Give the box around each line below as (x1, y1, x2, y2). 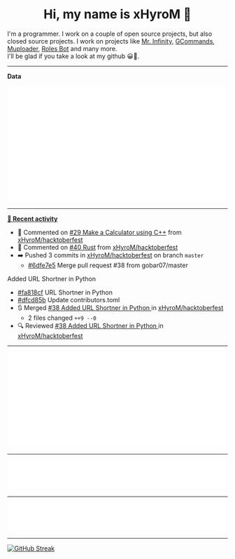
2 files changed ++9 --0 (27, 314, 97, 322)
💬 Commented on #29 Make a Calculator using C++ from (17, 228, 182, 237)
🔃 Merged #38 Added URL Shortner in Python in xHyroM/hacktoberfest (17, 304, 224, 312)
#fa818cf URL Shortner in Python (17, 288, 113, 297)
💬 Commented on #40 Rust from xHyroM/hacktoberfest (17, 243, 178, 252)
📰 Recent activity (7, 215, 58, 223)
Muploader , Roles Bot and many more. (7, 44, 117, 53)
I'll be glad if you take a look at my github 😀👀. (7, 52, 140, 60)
